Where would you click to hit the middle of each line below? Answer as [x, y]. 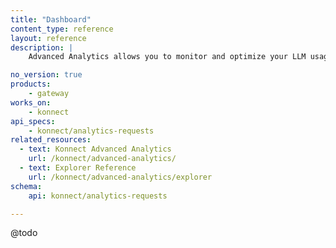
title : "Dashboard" [51, 19]
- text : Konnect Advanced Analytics [95, 149]
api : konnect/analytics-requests [98, 196]
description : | [42, 47]
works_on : [31, 102]
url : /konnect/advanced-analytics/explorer [120, 177]
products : [31, 84]
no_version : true [46, 75]
